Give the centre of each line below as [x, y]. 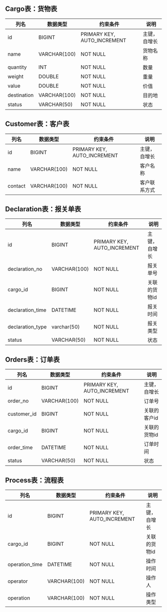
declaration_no [25, 269]
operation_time [25, 565]
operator [18, 581]
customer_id [22, 414]
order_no [18, 401]
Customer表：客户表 [37, 124]
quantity [17, 67]
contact [17, 186]
